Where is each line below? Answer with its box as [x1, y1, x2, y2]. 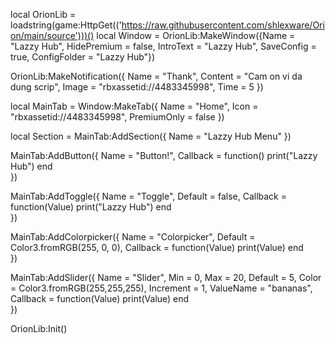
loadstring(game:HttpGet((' [10, 19, 122, 31]
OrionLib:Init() [10, 323, 68, 334]
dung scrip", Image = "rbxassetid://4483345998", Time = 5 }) [10, 81, 264, 93]
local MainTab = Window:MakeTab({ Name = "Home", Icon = [10, 100, 259, 112]
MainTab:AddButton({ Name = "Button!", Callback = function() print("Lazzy [10, 150, 318, 161]
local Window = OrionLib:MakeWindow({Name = [96, 30, 296, 41]
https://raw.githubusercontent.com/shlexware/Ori [121, 19, 325, 31]
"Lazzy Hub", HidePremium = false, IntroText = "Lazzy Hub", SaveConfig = [10, 40, 317, 52]
